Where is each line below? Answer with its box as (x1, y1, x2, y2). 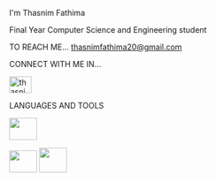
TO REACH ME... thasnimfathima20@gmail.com (9, 42, 182, 52)
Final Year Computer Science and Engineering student (9, 25, 207, 34)
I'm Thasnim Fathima (9, 8, 86, 18)
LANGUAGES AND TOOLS (9, 101, 104, 110)
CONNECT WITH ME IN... (9, 59, 102, 69)
